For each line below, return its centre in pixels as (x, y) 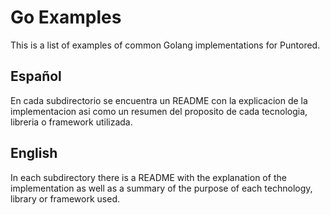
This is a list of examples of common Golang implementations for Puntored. (165, 45)
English (34, 153)
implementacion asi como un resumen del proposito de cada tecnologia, (159, 111)
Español (36, 76)
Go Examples (66, 17)
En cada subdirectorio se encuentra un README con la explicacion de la (159, 100)
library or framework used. (65, 198)
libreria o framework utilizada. (71, 122)
